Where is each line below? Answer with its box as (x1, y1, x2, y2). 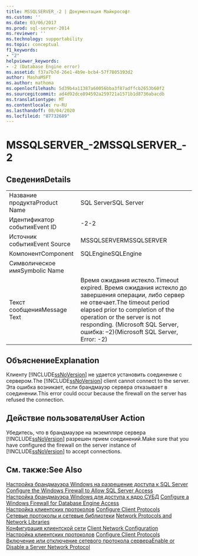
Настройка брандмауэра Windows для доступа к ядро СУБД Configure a (6, 493, 190, 500)
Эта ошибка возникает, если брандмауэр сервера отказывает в (6, 383, 168, 391)
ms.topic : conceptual (6, 42, 60, 48)
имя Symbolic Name (9, 266, 64, 275)
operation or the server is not (80, 313, 161, 321)
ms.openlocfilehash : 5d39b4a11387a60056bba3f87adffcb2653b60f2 (6, 86, 165, 92)
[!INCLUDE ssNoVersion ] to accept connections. (6, 447, 122, 455)
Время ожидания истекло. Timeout (80, 276, 179, 284)
